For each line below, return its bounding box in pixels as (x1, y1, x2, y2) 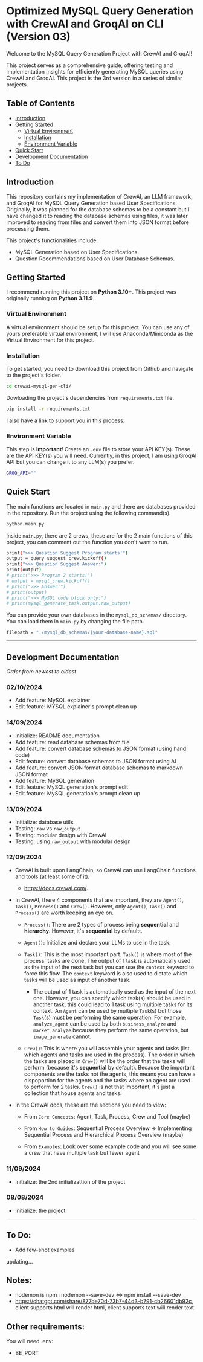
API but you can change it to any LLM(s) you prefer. (6, 458, 135, 466)
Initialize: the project (14, 1207, 66, 1214)
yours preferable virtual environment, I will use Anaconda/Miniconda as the (6, 330, 193, 337)
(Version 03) (6, 30, 71, 43)
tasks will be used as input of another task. (24, 977, 131, 984)
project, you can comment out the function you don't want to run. (6, 538, 169, 545)
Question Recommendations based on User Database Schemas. (14, 255, 175, 262)
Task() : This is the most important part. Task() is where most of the (24, 951, 192, 958)
